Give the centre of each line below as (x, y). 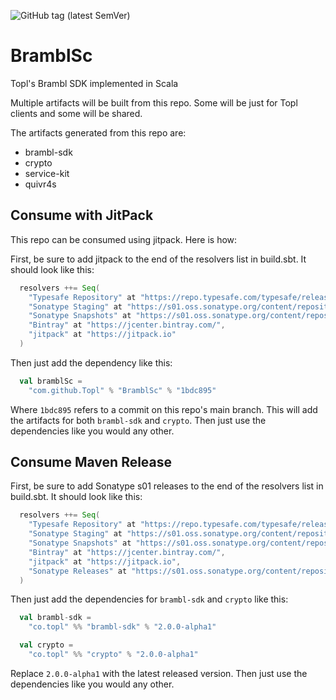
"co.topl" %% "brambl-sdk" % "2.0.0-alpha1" (122, 627)
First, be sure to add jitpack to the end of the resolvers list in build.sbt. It (158, 259)
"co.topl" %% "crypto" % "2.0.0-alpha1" (113, 655)
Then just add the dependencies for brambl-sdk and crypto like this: (149, 599)
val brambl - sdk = (55, 618)
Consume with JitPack (82, 215)
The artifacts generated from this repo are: (98, 132)
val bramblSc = (51, 381)
